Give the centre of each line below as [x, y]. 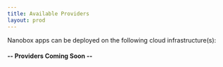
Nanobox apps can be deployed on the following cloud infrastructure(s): [112, 40]
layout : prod [26, 20]
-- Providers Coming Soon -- [50, 56]
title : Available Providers [49, 14]
